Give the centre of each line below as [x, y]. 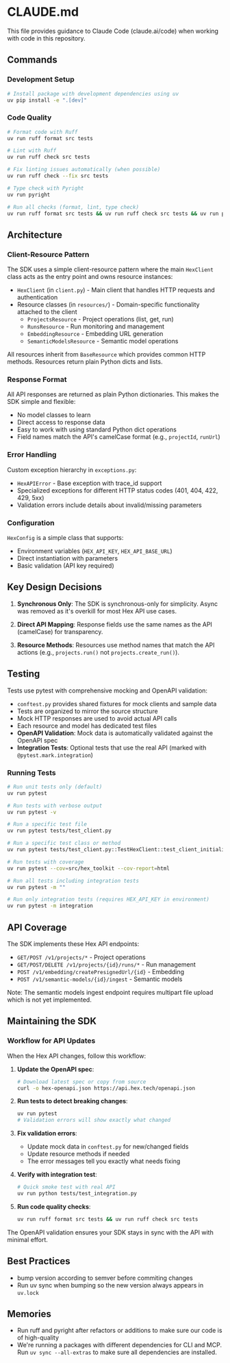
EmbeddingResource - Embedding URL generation [95, 334]
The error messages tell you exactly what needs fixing [104, 1161]
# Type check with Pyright [46, 188]
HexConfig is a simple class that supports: [65, 538]
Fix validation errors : [47, 1134]
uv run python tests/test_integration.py [77, 1194]
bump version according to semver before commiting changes [105, 1278]
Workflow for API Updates [51, 1041]
